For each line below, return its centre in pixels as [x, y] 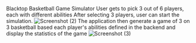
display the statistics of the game [47, 34]
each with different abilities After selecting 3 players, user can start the [93, 15]
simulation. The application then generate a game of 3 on [98, 21]
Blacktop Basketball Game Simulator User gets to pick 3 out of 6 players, [95, 9]
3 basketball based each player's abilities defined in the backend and [91, 27]
